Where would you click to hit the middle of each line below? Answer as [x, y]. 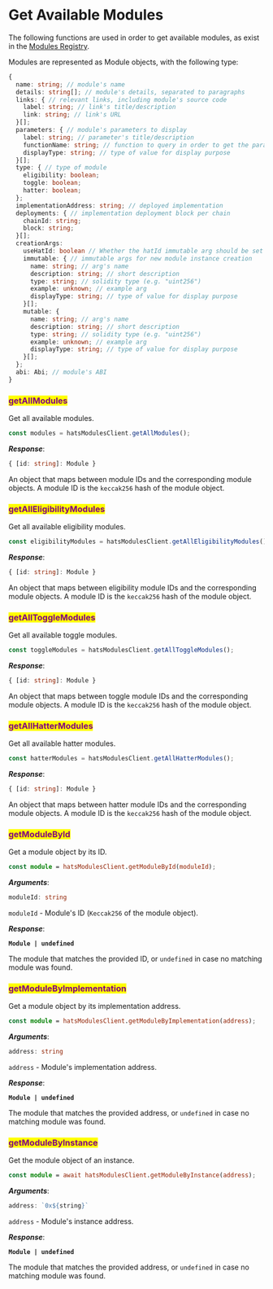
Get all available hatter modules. [62, 743]
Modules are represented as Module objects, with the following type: [123, 62]
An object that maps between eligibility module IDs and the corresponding [133, 587]
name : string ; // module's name [71, 84]
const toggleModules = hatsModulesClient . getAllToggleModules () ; [121, 650]
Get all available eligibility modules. [67, 527]
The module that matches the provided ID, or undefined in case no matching [135, 959]
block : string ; [49, 228]
